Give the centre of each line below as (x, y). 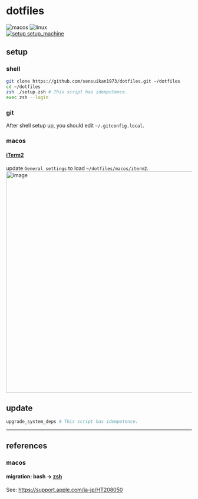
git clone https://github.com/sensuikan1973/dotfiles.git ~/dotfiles (93, 81)
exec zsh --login (27, 98)
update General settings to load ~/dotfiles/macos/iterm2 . (77, 168)
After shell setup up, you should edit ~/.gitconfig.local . (75, 126)
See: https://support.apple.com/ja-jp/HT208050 (65, 490)
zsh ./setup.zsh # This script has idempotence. (67, 92)
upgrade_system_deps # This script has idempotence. (72, 422)
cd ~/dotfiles (24, 87)
